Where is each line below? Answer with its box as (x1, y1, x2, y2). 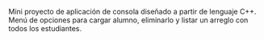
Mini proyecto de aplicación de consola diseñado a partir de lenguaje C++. (8, 7, 257, 16)
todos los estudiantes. (8, 24, 82, 33)
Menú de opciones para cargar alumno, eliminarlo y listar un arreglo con (8, 15, 249, 25)
